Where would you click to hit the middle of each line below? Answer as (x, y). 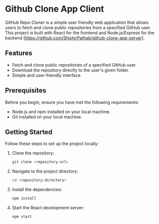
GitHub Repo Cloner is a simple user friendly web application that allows (77, 22)
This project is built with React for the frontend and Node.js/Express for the (80, 33)
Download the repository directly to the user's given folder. (71, 70)
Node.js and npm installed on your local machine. (61, 112)
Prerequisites (26, 91)
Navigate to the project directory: (45, 172)
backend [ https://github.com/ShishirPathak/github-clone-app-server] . (75, 38)
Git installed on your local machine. (47, 117)
